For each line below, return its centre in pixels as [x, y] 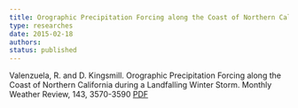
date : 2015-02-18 [41, 34]
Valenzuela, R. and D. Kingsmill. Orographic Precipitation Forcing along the [145, 75]
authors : [25, 42]
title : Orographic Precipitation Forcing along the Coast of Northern [142, 17]
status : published [43, 50]
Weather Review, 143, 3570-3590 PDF [79, 95]
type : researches [41, 26]
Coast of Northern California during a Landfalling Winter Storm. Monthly [141, 85]
